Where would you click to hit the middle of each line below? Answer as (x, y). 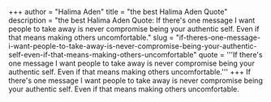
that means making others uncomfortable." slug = (91, 37)
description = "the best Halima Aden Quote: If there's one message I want (132, 20)
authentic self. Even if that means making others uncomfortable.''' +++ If (130, 72)
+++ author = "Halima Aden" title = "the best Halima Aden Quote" (118, 12)
